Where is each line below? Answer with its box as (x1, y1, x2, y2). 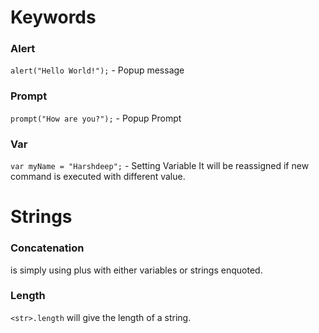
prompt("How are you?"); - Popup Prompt (10, 112, 182, 124)
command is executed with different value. (10, 171, 186, 183)
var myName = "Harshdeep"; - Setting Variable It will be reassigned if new (10, 160, 310, 172)
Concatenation (10, 241, 85, 255)
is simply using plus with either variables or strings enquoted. (10, 264, 263, 276)
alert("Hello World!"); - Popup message (10, 64, 185, 76)
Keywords (10, 6, 97, 29)
